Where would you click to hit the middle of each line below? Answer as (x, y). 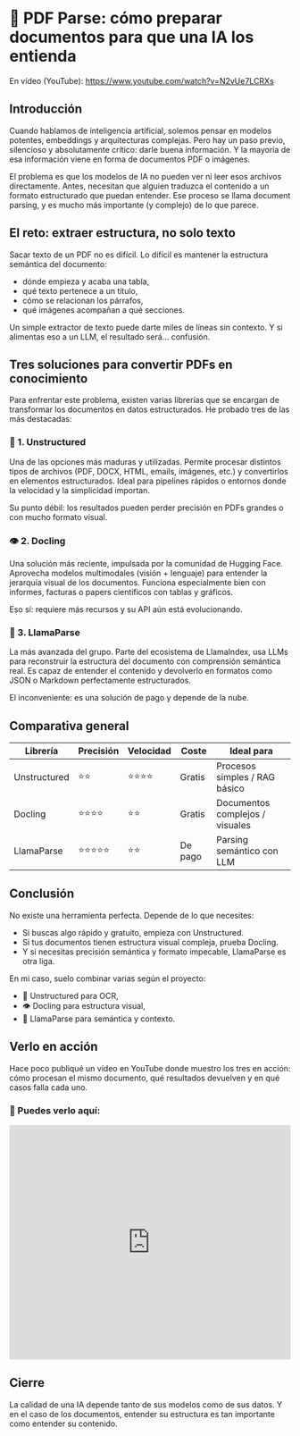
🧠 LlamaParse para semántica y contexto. (99, 1019)
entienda (43, 56)
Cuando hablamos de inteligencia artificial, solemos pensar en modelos (141, 130)
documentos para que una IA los (132, 37)
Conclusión (42, 894)
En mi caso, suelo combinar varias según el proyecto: (108, 978)
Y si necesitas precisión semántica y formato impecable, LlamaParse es (154, 952)
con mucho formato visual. (58, 516)
